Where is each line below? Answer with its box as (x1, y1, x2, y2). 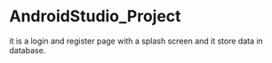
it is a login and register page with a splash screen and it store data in (9, 35, 264, 46)
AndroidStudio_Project (9, 6, 181, 27)
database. (9, 44, 46, 55)
